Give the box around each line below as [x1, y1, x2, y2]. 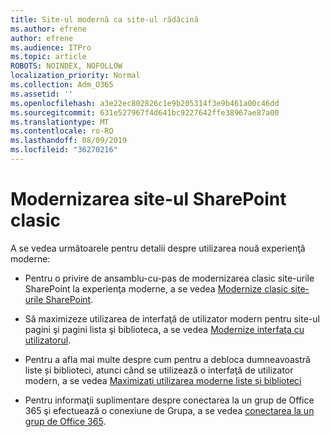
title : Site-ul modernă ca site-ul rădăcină [10, 14, 199, 25]
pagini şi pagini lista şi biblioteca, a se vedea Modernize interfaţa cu [24, 323, 305, 335]
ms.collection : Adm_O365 [10, 80, 114, 90]
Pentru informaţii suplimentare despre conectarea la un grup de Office [24, 394, 315, 406]
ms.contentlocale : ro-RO [10, 126, 114, 136]
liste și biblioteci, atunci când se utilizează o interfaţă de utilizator [24, 364, 294, 376]
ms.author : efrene [10, 24, 87, 34]
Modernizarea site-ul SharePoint [10, 188, 287, 211]
